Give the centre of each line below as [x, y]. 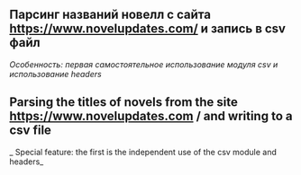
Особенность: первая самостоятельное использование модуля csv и [144, 64]
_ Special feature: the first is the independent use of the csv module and [143, 152]
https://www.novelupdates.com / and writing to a [151, 116]
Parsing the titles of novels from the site [124, 102]
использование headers [55, 74]
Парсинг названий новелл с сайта [110, 15]
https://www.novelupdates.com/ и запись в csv [148, 29]
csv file [31, 131]
